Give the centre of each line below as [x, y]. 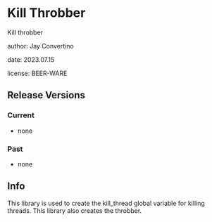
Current [21, 115]
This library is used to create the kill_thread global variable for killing [106, 203]
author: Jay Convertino [40, 46]
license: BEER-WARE [37, 73]
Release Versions [46, 95]
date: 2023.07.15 [31, 59]
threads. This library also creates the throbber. [75, 210]
